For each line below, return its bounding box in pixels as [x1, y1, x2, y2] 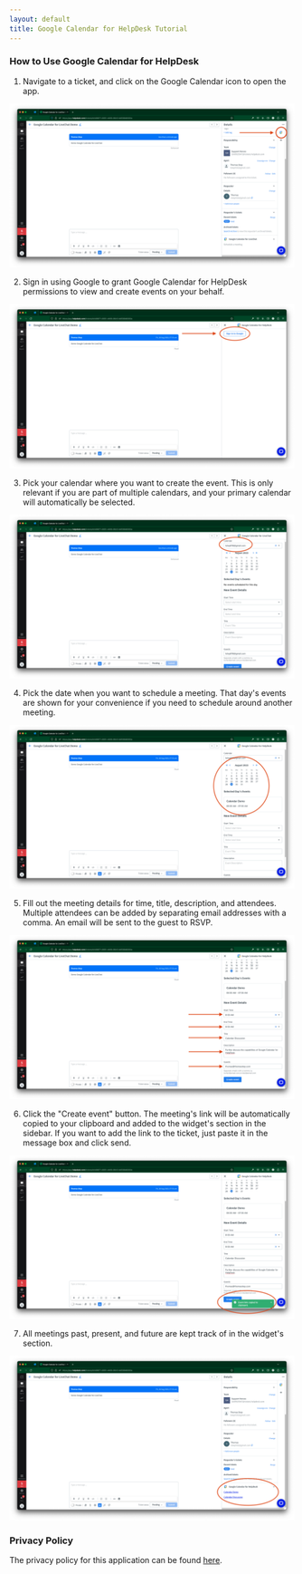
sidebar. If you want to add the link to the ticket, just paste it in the [22, 1127, 269, 1138]
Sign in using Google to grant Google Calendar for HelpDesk [22, 276, 248, 287]
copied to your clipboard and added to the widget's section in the [22, 1117, 267, 1128]
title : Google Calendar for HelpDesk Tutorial [9, 24, 188, 34]
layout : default [9, 14, 71, 24]
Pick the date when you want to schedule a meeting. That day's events [22, 688, 287, 699]
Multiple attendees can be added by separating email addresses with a [22, 907, 287, 919]
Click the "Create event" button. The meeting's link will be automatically [22, 1108, 291, 1119]
